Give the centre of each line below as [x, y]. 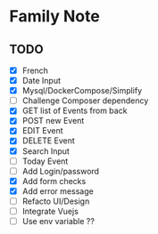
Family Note [54, 16]
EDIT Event [43, 131]
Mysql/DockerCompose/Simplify [82, 91]
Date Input [41, 81]
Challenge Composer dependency [85, 101]
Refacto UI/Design [56, 201]
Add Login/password [61, 171]
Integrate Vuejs [50, 211]
